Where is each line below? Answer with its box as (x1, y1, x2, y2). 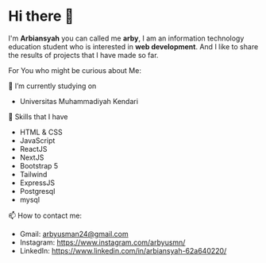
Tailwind (19, 169, 48, 179)
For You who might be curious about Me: (8, 65, 141, 75)
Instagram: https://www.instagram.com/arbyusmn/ (19, 238, 186, 247)
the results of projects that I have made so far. (8, 50, 159, 60)
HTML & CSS (19, 127, 63, 137)
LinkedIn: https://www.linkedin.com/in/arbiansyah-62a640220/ (19, 246, 227, 255)
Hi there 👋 (8, 7, 74, 25)
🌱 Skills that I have (8, 111, 68, 122)
